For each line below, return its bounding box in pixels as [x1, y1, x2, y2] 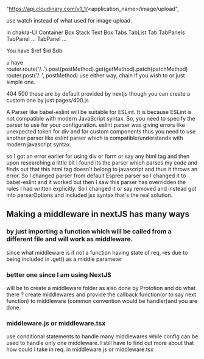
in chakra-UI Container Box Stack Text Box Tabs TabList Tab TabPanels [6, 29, 185, 36]
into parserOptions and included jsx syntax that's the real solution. [6, 191, 172, 199]
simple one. [6, 79, 35, 85]
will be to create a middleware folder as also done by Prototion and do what [6, 284, 196, 291]
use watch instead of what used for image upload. [6, 17, 132, 24]
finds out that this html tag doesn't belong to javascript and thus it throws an [6, 166, 198, 172]
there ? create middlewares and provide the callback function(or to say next [6, 291, 197, 298]
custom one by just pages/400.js [6, 97, 90, 104]
